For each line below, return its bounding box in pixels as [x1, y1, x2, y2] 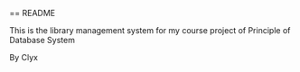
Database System [9, 35, 75, 45]
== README [9, 8, 56, 18]
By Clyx [9, 52, 39, 62]
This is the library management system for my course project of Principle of [9, 25, 291, 35]
